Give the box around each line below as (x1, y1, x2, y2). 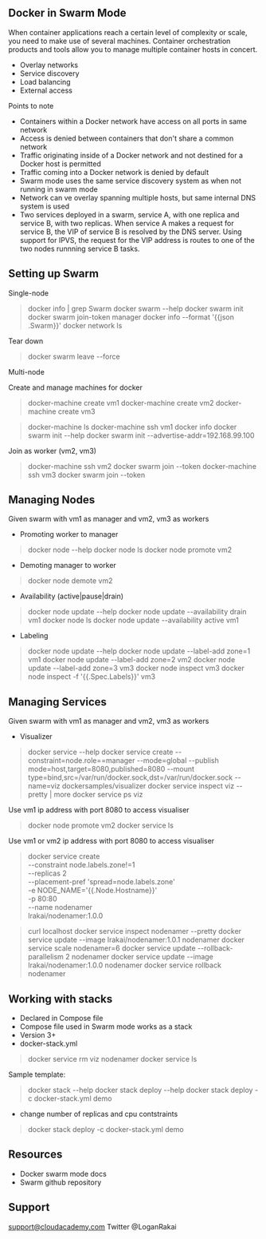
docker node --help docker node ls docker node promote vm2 (27, 545, 233, 554)
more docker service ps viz (53, 790, 143, 800)
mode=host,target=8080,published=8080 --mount (27, 764, 195, 774)
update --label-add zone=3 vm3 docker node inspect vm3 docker (27, 663, 245, 673)
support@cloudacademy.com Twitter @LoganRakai (8, 1221, 177, 1231)
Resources (8, 1148, 63, 1162)
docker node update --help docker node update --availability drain (27, 607, 247, 617)
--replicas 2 (27, 868, 68, 878)
